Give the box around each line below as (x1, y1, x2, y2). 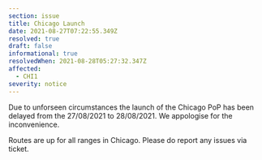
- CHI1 (15, 72, 38, 80)
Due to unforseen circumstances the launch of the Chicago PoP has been (8, 102, 254, 112)
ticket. (8, 144, 30, 154)
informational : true (8, 50, 79, 58)
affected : (8, 65, 42, 73)
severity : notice (8, 80, 67, 88)
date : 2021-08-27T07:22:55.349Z (8, 27, 118, 35)
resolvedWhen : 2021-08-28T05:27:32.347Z (8, 58, 148, 66)
